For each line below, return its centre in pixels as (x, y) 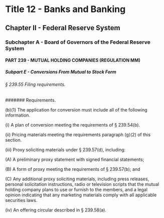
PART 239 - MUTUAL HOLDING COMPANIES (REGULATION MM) (73, 60)
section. (14, 140)
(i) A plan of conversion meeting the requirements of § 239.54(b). (73, 125)
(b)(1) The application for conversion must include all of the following (76, 110)
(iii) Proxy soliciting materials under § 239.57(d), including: (65, 150)
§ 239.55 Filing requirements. (35, 84)
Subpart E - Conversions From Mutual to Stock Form (61, 72)
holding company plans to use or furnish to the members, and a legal (76, 189)
